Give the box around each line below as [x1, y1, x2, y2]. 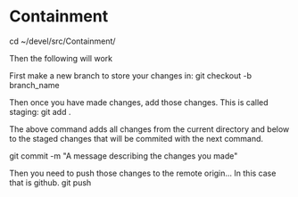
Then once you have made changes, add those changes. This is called [9, 96, 269, 108]
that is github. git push [9, 176, 92, 188]
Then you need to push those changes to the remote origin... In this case [9, 168, 277, 178]
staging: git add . [9, 106, 71, 117]
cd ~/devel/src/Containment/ [9, 36, 116, 46]
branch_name [9, 79, 60, 90]
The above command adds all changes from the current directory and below [9, 123, 290, 135]
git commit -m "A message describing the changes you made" [9, 150, 238, 161]
